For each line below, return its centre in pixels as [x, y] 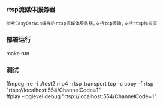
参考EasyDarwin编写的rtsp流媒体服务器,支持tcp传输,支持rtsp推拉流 [82, 23]
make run [18, 53]
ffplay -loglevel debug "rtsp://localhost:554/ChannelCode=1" [81, 96]
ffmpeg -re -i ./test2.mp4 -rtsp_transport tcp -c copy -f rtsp [80, 83]
